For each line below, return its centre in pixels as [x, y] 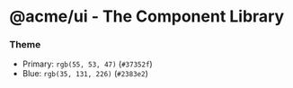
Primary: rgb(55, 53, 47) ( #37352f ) [87, 64]
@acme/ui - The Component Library [147, 17]
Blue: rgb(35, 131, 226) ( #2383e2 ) [85, 74]
